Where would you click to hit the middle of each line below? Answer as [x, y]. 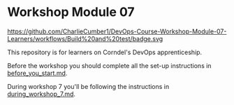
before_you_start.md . [37, 73]
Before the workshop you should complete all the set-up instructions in [109, 65]
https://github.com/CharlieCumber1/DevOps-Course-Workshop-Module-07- [117, 31]
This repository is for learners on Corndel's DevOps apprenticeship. [105, 52]
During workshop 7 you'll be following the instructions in [88, 86]
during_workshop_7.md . [41, 94]
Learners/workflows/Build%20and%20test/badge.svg [85, 38]
